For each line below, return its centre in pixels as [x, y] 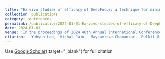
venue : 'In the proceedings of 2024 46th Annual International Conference [83, 32]
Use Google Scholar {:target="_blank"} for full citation [59, 51]
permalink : [16, 23]
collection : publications [31, 14]
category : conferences [28, 19]
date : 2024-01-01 [23, 28]
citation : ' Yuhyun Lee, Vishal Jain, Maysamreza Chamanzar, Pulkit [80, 37]
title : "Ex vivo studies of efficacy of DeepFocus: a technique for [77, 10]
